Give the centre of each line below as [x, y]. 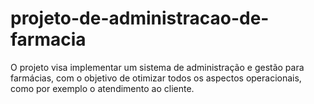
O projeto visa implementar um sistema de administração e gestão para [157, 67]
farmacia [48, 39]
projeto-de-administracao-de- [140, 18]
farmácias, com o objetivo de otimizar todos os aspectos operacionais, [156, 78]
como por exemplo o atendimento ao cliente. [102, 88]
